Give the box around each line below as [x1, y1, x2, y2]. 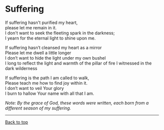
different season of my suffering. [5, 105, 71, 111]
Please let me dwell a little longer [5, 50, 72, 56]
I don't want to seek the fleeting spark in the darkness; [5, 30, 115, 36]
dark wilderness [5, 65, 38, 71]
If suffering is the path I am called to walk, [5, 75, 89, 81]
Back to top [5, 119, 28, 125]
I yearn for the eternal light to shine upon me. [5, 35, 96, 41]
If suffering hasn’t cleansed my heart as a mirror [5, 44, 102, 50]
